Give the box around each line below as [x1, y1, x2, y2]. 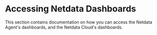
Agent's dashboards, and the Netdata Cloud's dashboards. [5, 24, 123, 30]
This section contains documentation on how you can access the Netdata [5, 19, 152, 25]
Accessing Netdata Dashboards [5, 3, 136, 14]
